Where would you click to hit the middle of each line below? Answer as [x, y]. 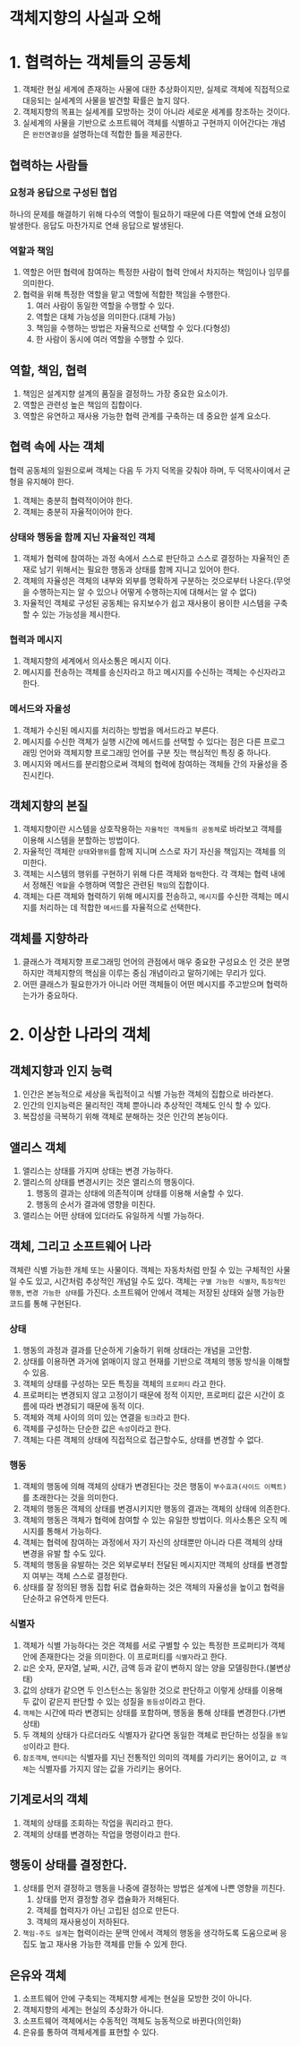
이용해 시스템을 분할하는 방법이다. [81, 840]
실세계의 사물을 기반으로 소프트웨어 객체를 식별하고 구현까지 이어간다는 [146, 123]
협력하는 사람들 [49, 165]
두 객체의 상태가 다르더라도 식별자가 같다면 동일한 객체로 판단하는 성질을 [148, 1735]
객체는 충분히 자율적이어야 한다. [77, 511]
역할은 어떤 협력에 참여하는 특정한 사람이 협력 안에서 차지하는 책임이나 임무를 [156, 272]
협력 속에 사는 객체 [57, 447]
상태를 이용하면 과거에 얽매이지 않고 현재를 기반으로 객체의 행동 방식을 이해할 [156, 1361]
